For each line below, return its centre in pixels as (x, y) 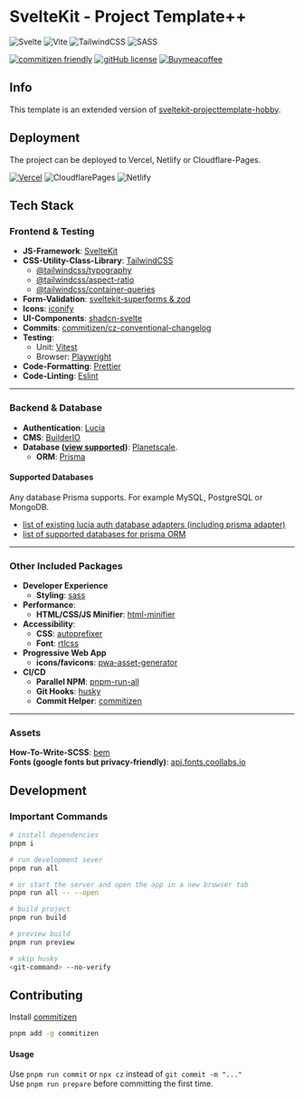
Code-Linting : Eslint (60, 376)
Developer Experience (65, 586)
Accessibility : (49, 624)
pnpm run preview (42, 942)
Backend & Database (56, 408)
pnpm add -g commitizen (54, 1034)
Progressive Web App (64, 653)
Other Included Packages (66, 565)
